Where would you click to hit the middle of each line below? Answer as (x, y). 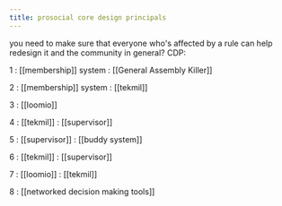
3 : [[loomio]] (34, 105)
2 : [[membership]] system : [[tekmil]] (79, 87)
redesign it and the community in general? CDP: (98, 52)
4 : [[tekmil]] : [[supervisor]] (61, 122)
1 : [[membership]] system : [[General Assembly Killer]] (111, 70)
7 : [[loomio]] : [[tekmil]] (53, 174)
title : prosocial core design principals (88, 17)
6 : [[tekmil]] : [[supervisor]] (61, 157)
